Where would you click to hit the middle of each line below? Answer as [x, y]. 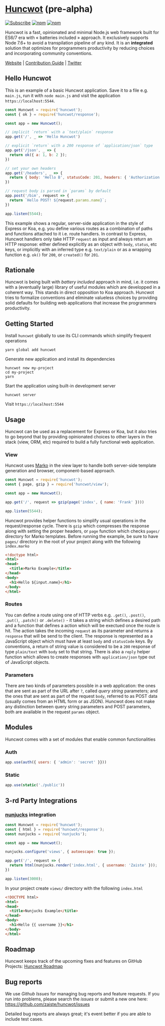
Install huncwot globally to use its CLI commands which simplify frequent [78, 336]
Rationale [20, 270]
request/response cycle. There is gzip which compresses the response [77, 526]
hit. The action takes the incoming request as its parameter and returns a [79, 631]
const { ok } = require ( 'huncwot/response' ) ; [52, 114]
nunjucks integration [31, 814]
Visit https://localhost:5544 [34, 404]
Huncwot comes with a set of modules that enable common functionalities [81, 739]
